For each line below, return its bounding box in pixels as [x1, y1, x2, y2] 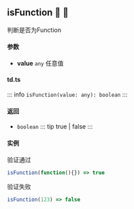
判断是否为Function [7, 25, 61, 34]
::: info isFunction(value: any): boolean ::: [7, 90, 128, 99]
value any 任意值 [16, 59, 64, 68]
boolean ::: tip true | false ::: [16, 122, 93, 130]
